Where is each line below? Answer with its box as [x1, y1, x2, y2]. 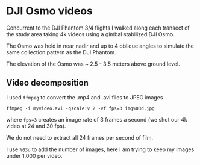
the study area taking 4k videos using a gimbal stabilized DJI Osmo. [6, 30, 175, 37]
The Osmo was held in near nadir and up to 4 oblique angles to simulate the [6, 42, 195, 49]
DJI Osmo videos [6, 4, 93, 18]
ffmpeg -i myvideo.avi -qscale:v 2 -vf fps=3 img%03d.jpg [6, 105, 155, 111]
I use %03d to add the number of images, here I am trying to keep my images [6, 146, 195, 153]
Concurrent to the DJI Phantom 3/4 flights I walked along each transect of [6, 24, 190, 31]
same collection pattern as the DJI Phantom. [6, 48, 116, 55]
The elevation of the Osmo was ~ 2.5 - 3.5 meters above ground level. [6, 60, 180, 67]
